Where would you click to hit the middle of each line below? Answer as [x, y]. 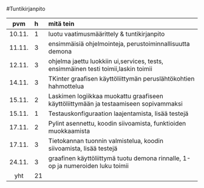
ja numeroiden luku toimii [93, 166]
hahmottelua [66, 86]
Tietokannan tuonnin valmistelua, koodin [106, 141]
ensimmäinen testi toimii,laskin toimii [100, 69]
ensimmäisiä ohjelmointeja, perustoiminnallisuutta [119, 44]
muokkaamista [69, 131]
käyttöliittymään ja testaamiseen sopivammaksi [116, 104]
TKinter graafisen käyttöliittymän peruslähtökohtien [121, 79]
